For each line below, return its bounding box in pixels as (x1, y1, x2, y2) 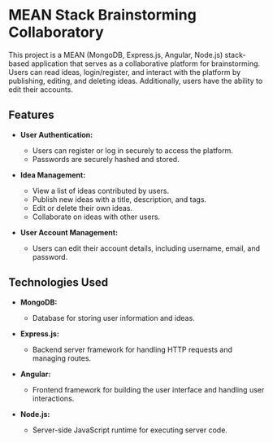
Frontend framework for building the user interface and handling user (32, 384, 265, 394)
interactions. (32, 393, 75, 403)
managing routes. (32, 353, 92, 363)
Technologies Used (8, 275, 108, 290)
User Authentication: (19, 129, 93, 139)
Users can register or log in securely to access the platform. (32, 145, 234, 156)
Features (8, 108, 54, 122)
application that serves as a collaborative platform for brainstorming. (31, 59, 261, 68)
